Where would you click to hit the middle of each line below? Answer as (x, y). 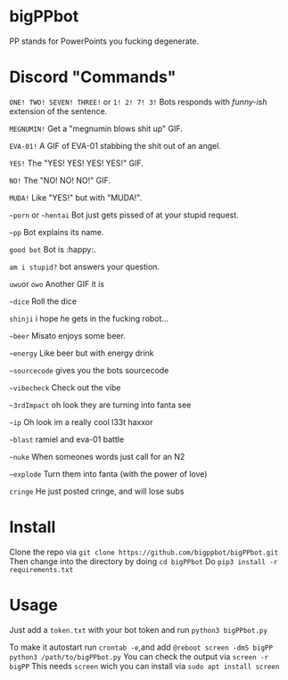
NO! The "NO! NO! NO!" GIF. (60, 180)
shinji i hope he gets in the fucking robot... (89, 318)
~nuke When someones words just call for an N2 (97, 456)
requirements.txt (41, 569)
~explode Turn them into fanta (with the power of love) (108, 473)
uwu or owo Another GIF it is (57, 283)
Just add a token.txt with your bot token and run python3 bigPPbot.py (138, 629)
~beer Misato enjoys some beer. (68, 335)
